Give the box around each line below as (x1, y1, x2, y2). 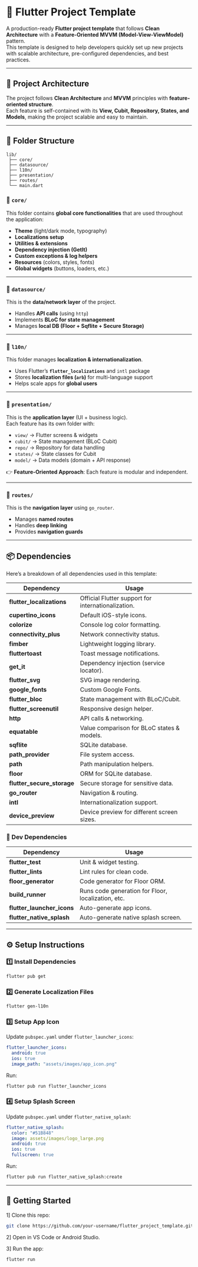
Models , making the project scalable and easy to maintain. (6, 113, 148, 120)
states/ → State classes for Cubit (14, 450, 97, 457)
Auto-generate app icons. (79, 904, 152, 912)
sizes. (80, 815, 96, 823)
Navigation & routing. (80, 789, 138, 797)
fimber (9, 639, 28, 648)
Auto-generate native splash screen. (79, 914, 181, 922)
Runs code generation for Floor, (79, 887, 168, 895)
